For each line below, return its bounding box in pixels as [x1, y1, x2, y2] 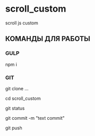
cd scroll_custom [5, 95, 41, 101]
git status [5, 105, 25, 111]
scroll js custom [5, 20, 39, 26]
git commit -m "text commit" [5, 115, 65, 121]
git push [5, 125, 23, 131]
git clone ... [5, 85, 29, 91]
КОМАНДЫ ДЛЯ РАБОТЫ [5, 35, 90, 43]
